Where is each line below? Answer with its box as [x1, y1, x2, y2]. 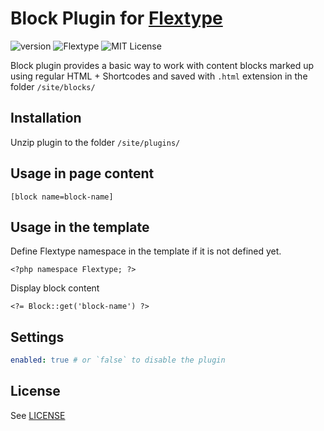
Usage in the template [10, 218, 150, 236]
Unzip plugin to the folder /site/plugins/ [10, 136, 181, 148]
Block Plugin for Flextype [10, 7, 223, 30]
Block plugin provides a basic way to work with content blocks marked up [10, 59, 315, 71]
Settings [10, 328, 65, 346]
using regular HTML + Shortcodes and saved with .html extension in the [10, 70, 308, 82]
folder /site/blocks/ [10, 80, 96, 92]
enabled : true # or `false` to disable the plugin [10, 355, 226, 366]
